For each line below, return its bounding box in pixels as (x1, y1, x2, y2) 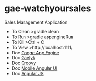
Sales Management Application (4, 19, 68, 25)
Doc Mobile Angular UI (11, 65, 58, 71)
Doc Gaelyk (11, 54, 35, 60)
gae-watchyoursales (4, 3, 91, 14)
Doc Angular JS (11, 70, 44, 76)
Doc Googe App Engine (11, 50, 59, 55)
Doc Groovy (11, 60, 36, 66)
